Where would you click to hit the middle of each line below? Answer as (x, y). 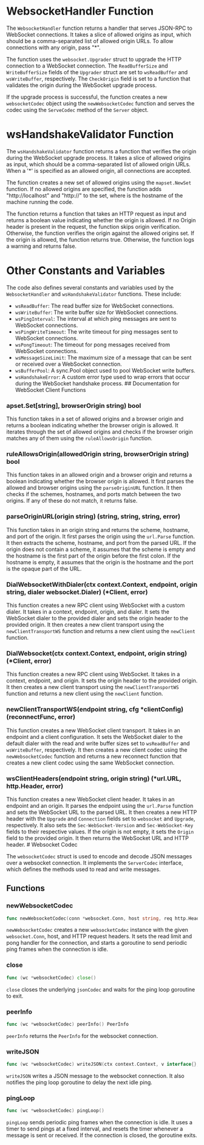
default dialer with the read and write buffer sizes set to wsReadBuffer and (98, 743)
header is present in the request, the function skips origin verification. (93, 226)
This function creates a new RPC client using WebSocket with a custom (96, 605)
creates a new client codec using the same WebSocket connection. (90, 763)
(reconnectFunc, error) (41, 717)
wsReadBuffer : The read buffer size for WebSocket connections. (94, 306)
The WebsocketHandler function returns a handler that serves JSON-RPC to (99, 28)
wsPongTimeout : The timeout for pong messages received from (93, 345)
